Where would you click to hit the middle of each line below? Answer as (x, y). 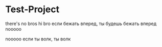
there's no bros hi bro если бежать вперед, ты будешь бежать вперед (81, 24)
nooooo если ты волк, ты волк (38, 39)
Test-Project (32, 9)
